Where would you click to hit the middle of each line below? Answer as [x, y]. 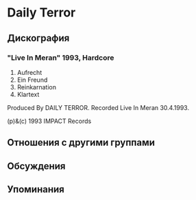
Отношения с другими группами [81, 143]
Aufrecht [29, 72]
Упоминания [36, 189]
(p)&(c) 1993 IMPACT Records [49, 121]
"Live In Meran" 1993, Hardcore [61, 58]
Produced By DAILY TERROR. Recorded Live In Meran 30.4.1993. [98, 107]
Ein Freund [32, 80]
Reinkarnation [37, 87]
